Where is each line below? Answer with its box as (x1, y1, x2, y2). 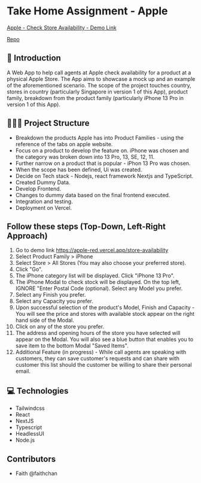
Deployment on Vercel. (15, 204, 72, 211)
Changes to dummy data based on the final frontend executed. (15, 191, 170, 198)
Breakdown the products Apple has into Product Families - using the (15, 134, 184, 141)
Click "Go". (15, 265, 42, 273)
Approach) (7, 231, 48, 241)
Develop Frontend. (15, 185, 62, 192)
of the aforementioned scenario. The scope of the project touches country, (7, 81, 192, 89)
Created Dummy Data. (15, 179, 71, 186)
